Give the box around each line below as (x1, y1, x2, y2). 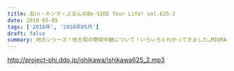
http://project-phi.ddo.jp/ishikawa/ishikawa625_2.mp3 (7, 56, 165, 64)
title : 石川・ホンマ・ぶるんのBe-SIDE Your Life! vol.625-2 (7, 10, 176, 18)
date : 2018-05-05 (7, 17, 58, 24)
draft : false (7, 30, 46, 37)
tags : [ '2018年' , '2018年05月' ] (7, 23, 99, 30)
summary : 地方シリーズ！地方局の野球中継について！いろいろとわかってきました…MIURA (7, 37, 227, 44)
